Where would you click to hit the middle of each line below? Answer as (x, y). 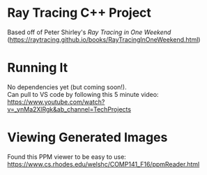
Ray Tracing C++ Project (79, 13)
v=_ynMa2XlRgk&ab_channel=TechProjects (69, 109)
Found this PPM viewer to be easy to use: (67, 157)
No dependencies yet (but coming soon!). (67, 87)
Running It (38, 68)
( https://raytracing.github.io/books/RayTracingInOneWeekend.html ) (104, 39)
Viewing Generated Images (87, 138)
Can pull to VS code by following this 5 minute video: (83, 94)
